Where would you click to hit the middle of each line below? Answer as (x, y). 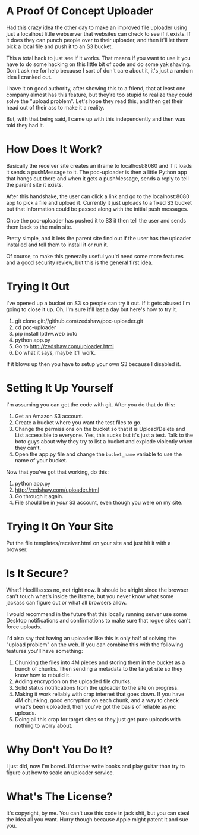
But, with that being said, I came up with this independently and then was (96, 119)
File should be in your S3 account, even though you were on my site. (99, 502)
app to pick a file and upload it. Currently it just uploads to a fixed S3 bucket (99, 202)
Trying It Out (38, 287)
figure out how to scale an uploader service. (60, 773)
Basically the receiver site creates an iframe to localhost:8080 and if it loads (99, 165)
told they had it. (25, 125)
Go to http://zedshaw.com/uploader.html (64, 346)
